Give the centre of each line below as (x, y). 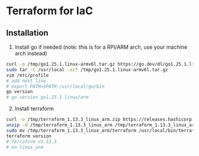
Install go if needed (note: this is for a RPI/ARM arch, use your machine (101, 47)
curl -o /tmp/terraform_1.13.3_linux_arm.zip (63, 120)
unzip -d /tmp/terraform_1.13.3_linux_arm (59, 125)
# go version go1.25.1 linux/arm (47, 97)
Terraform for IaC (50, 11)
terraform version (29, 136)
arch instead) (31, 53)
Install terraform (34, 109)
